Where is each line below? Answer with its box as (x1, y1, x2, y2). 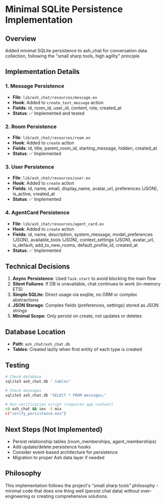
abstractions (12, 297, 39, 303)
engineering (5, 493, 30, 499)
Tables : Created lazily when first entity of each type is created (12, 346, 142, 352)
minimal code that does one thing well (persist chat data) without (5, 487, 140, 494)
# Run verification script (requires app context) (5, 402, 114, 407)
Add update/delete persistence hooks (12, 444, 91, 450)
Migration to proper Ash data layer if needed (12, 454, 105, 460)
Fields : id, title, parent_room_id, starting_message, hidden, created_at (12, 145, 157, 151)
